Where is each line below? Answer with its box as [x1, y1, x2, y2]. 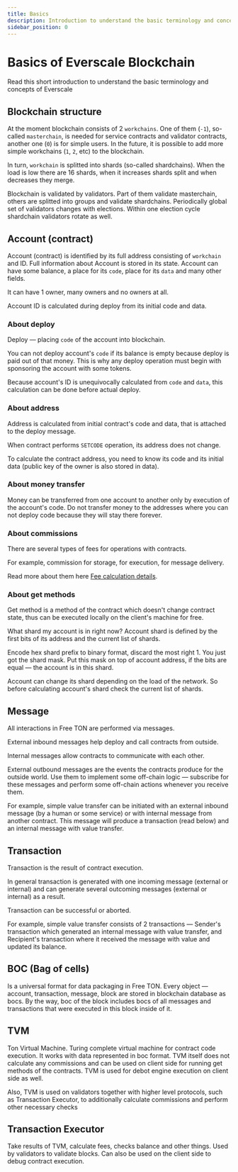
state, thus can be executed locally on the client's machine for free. [7, 613, 204, 622]
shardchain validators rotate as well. [7, 212, 113, 221]
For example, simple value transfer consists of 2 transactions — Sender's [7, 920, 221, 929]
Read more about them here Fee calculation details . [7, 572, 158, 581]
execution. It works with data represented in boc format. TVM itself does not [7, 1051, 230, 1060]
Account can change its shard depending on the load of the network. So [7, 677, 218, 686]
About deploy [7, 319, 55, 329]
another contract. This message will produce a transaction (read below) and [7, 817, 229, 825]
